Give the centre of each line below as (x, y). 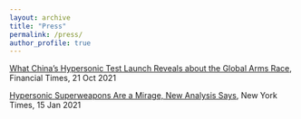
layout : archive (40, 18)
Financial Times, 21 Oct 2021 (63, 78)
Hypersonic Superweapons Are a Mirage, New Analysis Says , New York (144, 96)
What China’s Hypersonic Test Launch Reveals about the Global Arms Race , (151, 69)
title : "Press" (38, 26)
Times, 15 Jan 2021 (45, 105)
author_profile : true (50, 43)
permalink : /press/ (46, 34)
